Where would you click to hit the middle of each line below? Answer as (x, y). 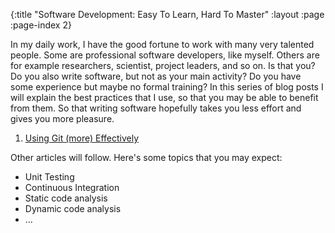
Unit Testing (49, 177)
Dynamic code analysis (73, 208)
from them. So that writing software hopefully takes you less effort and (156, 108)
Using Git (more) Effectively (82, 138)
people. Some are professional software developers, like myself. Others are (165, 55)
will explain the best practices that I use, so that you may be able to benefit (164, 97)
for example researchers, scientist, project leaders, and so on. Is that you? (163, 65)
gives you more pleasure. (62, 118)
